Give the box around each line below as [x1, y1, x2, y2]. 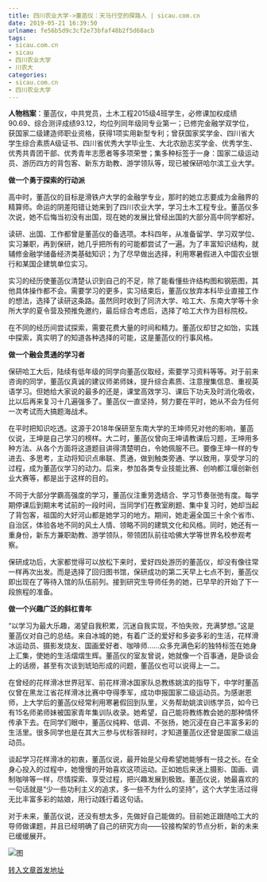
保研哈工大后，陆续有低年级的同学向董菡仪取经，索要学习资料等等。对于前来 [8, 367, 259, 376]
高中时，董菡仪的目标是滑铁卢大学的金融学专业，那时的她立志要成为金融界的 [8, 192, 259, 202]
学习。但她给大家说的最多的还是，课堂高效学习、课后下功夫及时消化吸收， [14, 387, 259, 396]
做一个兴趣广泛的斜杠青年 [8, 604, 92, 614]
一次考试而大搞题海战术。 [8, 407, 92, 416]
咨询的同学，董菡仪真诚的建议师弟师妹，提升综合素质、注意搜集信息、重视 [8, 376, 252, 387]
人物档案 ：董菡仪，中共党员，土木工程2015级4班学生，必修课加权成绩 [8, 108, 238, 118]
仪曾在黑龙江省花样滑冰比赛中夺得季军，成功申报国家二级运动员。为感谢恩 [8, 687, 252, 698]
